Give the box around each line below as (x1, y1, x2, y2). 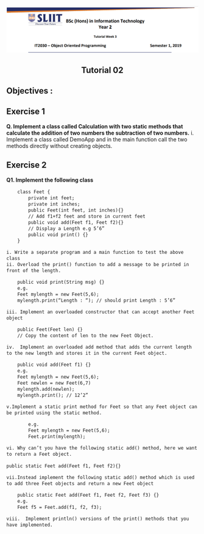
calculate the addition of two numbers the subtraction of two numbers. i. (6, 129, 194, 136)
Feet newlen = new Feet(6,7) (17, 380, 91, 386)
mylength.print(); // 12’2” (17, 392, 88, 398)
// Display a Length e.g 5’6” (28, 225, 105, 232)
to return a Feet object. (6, 451, 72, 457)
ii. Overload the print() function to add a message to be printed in (6, 261, 189, 267)
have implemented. (6, 522, 53, 528)
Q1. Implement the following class (6, 176, 94, 184)
